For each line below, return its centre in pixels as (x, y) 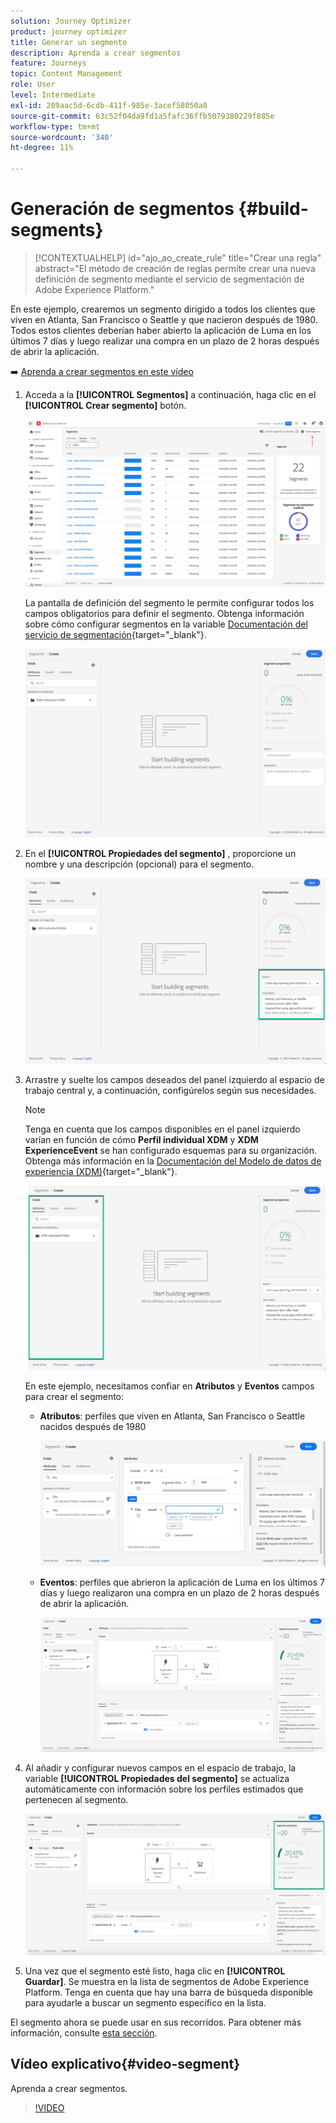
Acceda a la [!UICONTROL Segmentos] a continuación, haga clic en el (170, 394)
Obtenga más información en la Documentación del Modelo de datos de (173, 1161)
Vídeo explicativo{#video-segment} (125, 2064)
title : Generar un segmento (69, 42)
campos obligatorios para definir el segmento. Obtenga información (164, 614)
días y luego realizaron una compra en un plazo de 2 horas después (179, 1592)
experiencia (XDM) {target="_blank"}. (101, 1172)
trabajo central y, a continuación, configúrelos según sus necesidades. (170, 1091)
